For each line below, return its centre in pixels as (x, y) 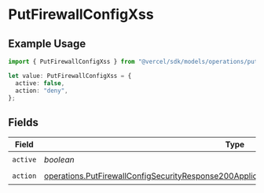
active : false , (40, 83)
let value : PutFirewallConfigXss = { (70, 76)
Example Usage (47, 44)
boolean (59, 159)
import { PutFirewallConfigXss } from (71, 61)
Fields (24, 122)
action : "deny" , (42, 91)
